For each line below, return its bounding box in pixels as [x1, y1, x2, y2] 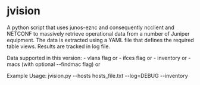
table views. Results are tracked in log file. [7, 43, 111, 50]
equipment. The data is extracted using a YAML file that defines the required [7, 36, 194, 43]
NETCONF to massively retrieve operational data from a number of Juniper [7, 30, 190, 37]
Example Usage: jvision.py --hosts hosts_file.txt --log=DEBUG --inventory [7, 72, 188, 79]
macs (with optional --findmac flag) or [7, 61, 101, 68]
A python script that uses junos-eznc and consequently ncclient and [7, 24, 174, 31]
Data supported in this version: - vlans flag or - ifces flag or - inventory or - [7, 54, 191, 61]
